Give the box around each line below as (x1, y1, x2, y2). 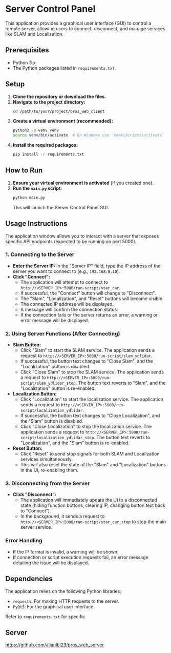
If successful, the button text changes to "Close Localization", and (20, 412, 160, 419)
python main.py (12, 195, 46, 200)
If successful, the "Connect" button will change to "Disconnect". (20, 290, 156, 296)
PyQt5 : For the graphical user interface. (12, 603, 95, 609)
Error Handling (5, 537, 42, 544)
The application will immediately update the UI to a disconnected (20, 497, 157, 503)
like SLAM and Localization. (5, 31, 64, 37)
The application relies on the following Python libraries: (5, 588, 121, 594)
